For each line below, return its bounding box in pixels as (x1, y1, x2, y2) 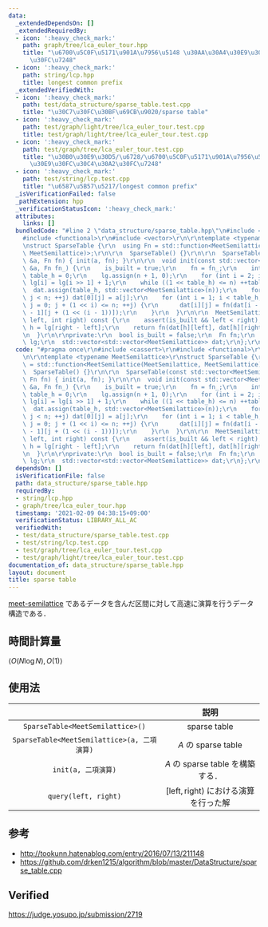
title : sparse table (8, 576, 77, 584)
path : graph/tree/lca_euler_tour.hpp (22, 42, 148, 50)
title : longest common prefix (22, 78, 124, 86)
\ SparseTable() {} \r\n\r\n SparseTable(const (22, 368, 187, 376)
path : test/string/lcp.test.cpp (22, 175, 130, 184)
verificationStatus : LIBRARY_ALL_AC (15, 517, 137, 525)
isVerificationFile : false (15, 472, 105, 480)
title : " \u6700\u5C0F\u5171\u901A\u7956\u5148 (22, 49, 180, 57)
